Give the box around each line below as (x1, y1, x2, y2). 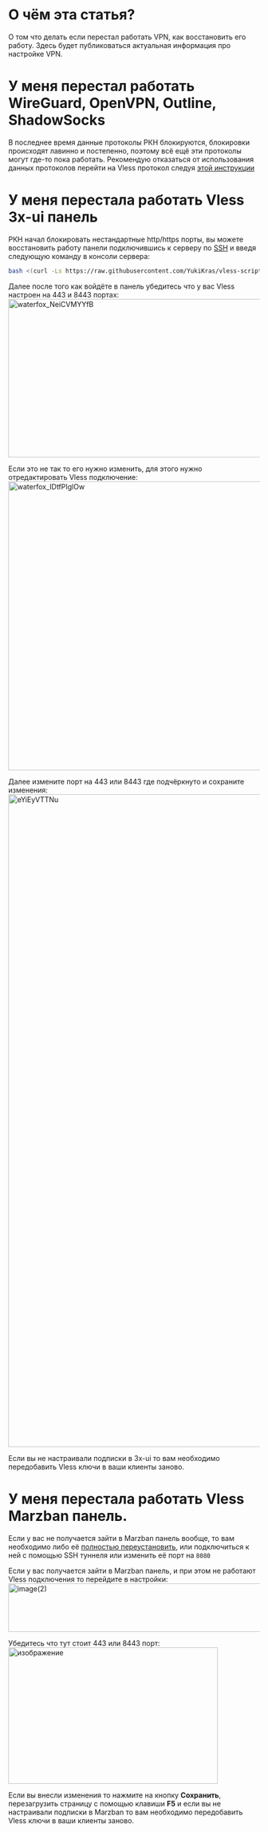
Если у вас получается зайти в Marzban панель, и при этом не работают (8, 1566, 257, 1575)
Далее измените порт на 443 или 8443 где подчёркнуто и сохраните (8, 776, 245, 786)
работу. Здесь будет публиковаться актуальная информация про (8, 40, 231, 50)
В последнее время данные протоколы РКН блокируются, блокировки (8, 138, 250, 147)
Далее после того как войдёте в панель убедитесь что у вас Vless (8, 281, 235, 291)
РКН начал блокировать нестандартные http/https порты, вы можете (8, 234, 244, 244)
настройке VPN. (8, 49, 63, 58)
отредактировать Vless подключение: (8, 472, 138, 481)
